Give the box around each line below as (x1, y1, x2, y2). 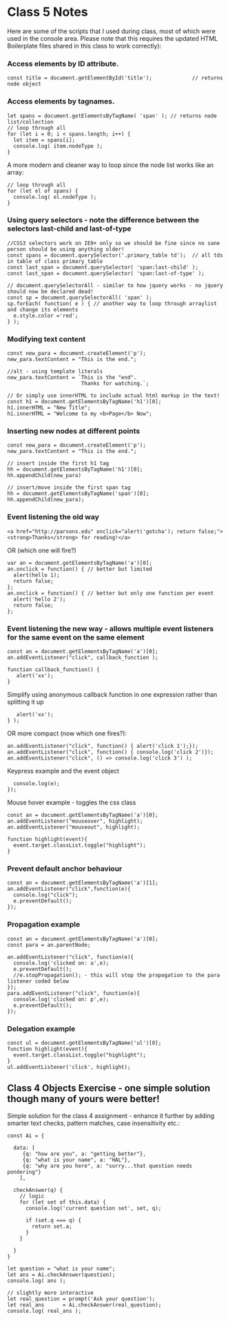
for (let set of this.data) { (19, 1199, 107, 1206)
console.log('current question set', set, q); (25, 1204, 162, 1212)
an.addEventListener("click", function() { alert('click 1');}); (7, 743, 198, 750)
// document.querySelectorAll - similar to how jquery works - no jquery (7, 282, 224, 289)
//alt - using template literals (7, 368, 103, 375)
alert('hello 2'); (13, 595, 67, 603)
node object (7, 81, 41, 88)
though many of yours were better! (7, 1093, 160, 1105)
